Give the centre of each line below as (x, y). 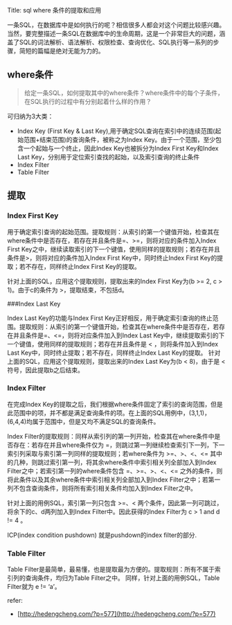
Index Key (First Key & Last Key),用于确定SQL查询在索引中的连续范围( (116, 131)
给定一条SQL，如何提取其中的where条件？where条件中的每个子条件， (124, 93)
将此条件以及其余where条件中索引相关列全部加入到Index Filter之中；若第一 (114, 479)
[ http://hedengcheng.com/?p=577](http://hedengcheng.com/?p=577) (116, 614)
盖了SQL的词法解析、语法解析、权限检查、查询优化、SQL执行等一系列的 (110, 42)
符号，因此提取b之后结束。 (46, 370)
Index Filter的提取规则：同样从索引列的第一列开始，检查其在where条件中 (111, 436)
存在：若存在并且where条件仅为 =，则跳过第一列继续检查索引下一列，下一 (119, 445)
